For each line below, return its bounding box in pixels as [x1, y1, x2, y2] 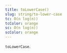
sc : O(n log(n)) [5, 26, 38, 30]
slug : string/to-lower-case [5, 12, 63, 17]
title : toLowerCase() [5, 7, 49, 12]
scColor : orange [5, 30, 38, 35]
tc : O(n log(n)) [5, 16, 38, 21]
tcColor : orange [5, 21, 38, 26]
